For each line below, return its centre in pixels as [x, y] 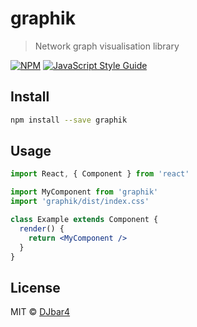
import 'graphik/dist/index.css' [80, 202]
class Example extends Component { [84, 220]
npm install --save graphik [69, 120]
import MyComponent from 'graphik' [84, 192]
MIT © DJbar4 [40, 312]
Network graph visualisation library [107, 46]
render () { [42, 228]
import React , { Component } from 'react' [100, 174]
